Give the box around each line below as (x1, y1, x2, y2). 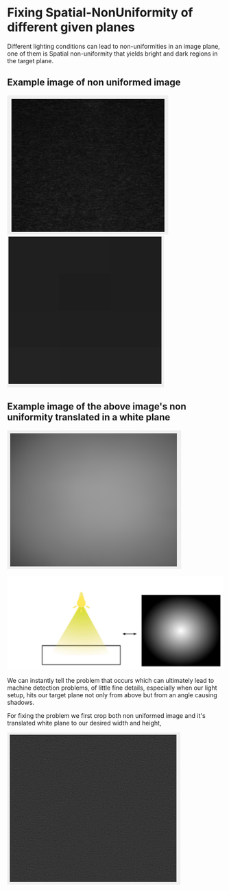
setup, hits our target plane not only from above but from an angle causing (7, 691, 217, 699)
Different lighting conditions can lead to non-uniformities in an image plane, (7, 42, 221, 50)
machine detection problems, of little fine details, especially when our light (7, 684, 217, 692)
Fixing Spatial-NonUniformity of (7, 5, 193, 21)
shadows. (7, 699, 35, 707)
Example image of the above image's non (7, 401, 186, 413)
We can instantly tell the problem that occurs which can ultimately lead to (7, 677, 215, 685)
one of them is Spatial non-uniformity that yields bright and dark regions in (7, 49, 218, 58)
